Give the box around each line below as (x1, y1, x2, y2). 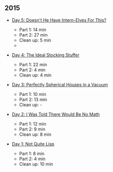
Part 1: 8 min (19, 150, 45, 156)
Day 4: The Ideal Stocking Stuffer (11, 52, 79, 58)
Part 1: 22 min (19, 61, 47, 67)
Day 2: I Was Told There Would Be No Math (11, 111, 100, 117)
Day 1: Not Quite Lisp (11, 141, 55, 147)
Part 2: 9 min (19, 126, 45, 132)
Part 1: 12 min (19, 121, 46, 127)
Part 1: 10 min (19, 91, 46, 97)
